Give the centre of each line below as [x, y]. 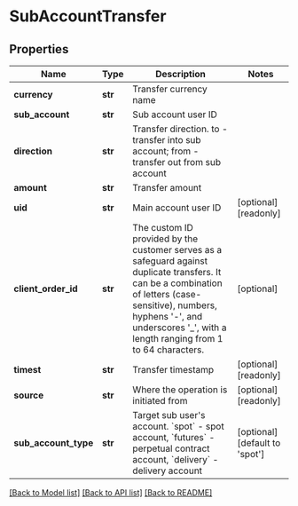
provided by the [165, 239]
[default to [259, 443]
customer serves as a [177, 250]
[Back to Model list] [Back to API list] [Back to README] [111, 493]
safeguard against [170, 261]
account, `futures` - [174, 437]
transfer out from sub [177, 162]
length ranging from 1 [178, 339]
